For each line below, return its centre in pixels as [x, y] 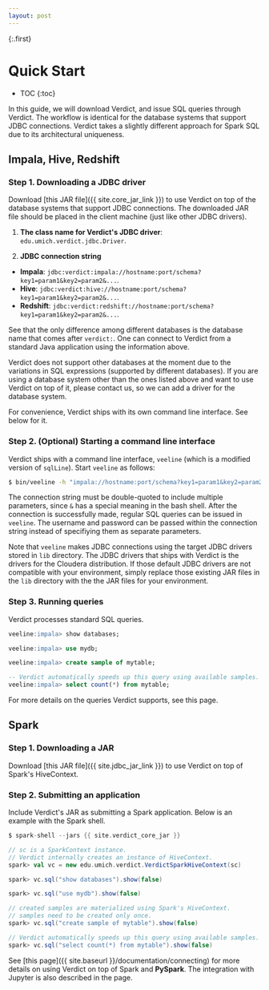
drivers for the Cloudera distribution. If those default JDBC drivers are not [130, 564]
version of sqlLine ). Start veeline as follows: [82, 467]
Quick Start [47, 71]
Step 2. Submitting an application [74, 794]
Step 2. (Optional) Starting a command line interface [112, 442]
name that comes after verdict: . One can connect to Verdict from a [120, 338]
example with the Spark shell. [57, 821]
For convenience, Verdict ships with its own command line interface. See [128, 412]
